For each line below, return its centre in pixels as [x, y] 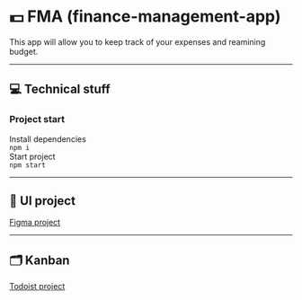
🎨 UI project [43, 201]
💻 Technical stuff [60, 89]
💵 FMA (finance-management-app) [145, 17]
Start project [32, 156]
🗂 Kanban [40, 260]
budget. [24, 51]
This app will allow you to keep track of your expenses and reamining [138, 41]
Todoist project [37, 287]
